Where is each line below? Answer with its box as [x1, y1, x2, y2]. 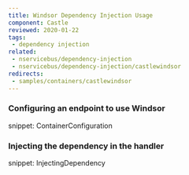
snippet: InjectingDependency [8, 159, 106, 168]
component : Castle [8, 19, 69, 27]
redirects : [8, 70, 44, 78]
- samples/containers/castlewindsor [11, 77, 132, 85]
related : [8, 48, 37, 56]
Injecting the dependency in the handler [8, 140, 165, 151]
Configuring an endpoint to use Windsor [8, 103, 165, 114]
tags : [8, 33, 26, 42]
